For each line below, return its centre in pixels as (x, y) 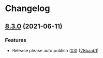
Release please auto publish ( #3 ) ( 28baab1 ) (55, 50)
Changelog (28, 8)
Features (16, 40)
